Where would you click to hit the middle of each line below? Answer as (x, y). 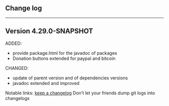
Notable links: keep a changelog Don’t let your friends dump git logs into (80, 93)
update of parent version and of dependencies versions (70, 78)
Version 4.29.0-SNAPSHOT (49, 31)
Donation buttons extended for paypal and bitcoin (64, 58)
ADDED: (14, 43)
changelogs (17, 98)
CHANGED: (17, 68)
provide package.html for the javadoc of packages (65, 53)
